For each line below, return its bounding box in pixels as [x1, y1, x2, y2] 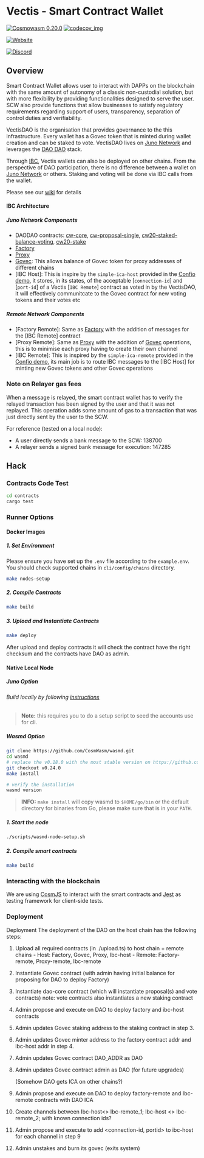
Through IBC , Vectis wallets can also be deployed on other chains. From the [6, 157, 196, 164]
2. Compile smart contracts [6, 847, 77, 854]
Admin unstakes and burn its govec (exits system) [15, 1144, 141, 1152]
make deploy [6, 632, 36, 639]
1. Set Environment [6, 542, 55, 549]
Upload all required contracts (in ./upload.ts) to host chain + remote [15, 944, 184, 951]
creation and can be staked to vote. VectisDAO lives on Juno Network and [6, 139, 191, 146]
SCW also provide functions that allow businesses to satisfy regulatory [6, 101, 183, 108]
